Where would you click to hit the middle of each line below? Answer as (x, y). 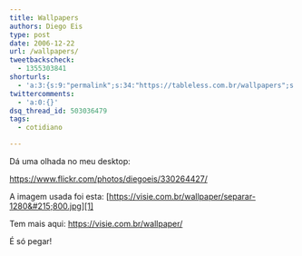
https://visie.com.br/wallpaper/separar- (182, 197)
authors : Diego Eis (46, 26)
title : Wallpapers (44, 18)
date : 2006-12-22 (42, 43)
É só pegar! (31, 241)
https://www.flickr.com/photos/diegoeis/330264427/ (109, 179)
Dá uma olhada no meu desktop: (70, 161)
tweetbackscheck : (42, 60)
